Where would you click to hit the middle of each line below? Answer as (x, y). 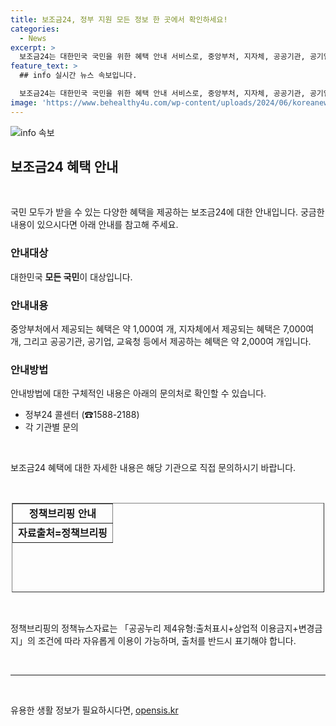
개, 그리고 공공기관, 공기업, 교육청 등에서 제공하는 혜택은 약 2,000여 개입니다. (161, 342)
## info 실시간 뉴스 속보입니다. (78, 76)
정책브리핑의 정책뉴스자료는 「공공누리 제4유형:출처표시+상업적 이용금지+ (154, 628)
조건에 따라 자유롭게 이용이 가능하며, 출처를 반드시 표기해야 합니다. (167, 641)
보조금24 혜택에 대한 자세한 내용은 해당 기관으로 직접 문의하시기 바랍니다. (153, 468)
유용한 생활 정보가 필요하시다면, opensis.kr (94, 710)
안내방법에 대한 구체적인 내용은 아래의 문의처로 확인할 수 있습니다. (138, 393)
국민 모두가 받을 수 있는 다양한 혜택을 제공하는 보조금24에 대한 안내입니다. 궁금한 (167, 212)
